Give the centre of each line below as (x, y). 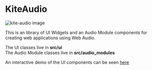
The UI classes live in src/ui (34, 47)
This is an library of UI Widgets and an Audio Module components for (76, 32)
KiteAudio (26, 9)
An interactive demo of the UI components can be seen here (67, 62)
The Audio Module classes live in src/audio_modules (60, 53)
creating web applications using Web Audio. (50, 38)
